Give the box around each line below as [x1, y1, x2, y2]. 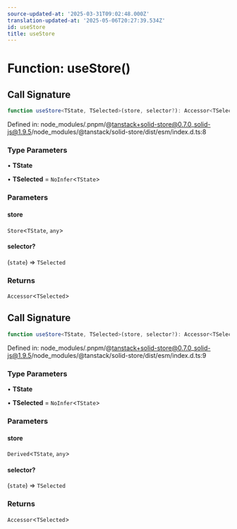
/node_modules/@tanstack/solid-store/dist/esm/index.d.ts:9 [31, 351, 207, 359]
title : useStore [7, 30, 55, 37]
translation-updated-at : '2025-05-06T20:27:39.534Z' [7, 17, 166, 24]
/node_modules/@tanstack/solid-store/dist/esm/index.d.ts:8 [31, 128, 207, 136]
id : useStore [7, 23, 46, 30]
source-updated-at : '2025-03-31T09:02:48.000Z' [7, 10, 150, 18]
